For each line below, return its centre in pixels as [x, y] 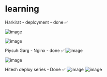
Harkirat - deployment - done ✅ [37, 22]
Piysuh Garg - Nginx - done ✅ [35, 50]
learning [22, 9]
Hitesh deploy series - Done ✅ [35, 69]
